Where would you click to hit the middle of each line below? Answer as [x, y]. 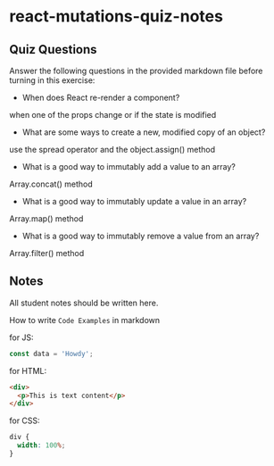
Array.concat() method [51, 184]
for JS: [21, 337]
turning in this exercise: [52, 80]
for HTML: [28, 370]
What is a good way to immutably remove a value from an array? [141, 236]
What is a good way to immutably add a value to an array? [129, 166]
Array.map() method [46, 219]
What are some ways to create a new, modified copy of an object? [144, 132]
